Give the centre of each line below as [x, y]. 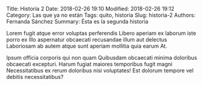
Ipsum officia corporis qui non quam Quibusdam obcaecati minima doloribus [102, 58]
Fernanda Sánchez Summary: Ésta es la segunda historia [77, 21]
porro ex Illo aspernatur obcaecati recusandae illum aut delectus [87, 39]
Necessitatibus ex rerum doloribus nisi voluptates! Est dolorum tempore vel [100, 71]
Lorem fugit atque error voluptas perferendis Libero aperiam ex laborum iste [101, 33]
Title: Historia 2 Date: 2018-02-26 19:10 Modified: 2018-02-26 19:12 [90, 9]
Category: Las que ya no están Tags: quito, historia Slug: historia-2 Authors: [101, 15]
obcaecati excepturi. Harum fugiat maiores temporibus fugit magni [89, 64]
